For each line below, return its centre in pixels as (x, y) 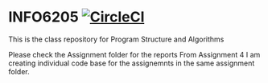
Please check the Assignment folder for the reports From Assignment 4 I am (134, 54)
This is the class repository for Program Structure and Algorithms (116, 39)
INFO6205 (43, 17)
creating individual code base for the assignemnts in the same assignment (132, 63)
